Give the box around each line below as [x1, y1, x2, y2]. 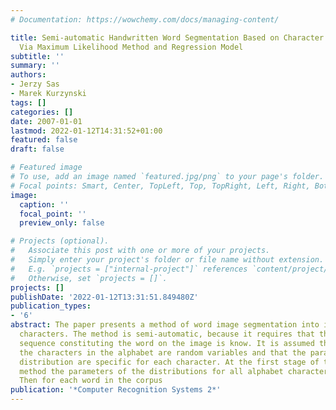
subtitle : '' [10, 51, 65, 61]
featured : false [10, 135, 78, 145]
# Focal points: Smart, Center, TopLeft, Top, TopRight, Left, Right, [10, 181, 311, 191]
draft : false [10, 144, 65, 155]
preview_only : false [19, 218, 105, 228]
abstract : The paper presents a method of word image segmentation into [10, 320, 320, 330]
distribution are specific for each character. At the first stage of [19, 357, 320, 367]
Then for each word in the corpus [19, 376, 163, 386]
